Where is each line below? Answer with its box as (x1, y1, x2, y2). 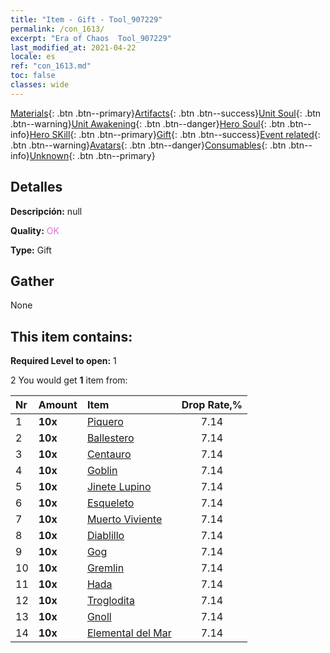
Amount (38, 398, 78, 412)
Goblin (86, 464, 118, 478)
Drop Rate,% (181, 398, 243, 412)
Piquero (86, 415, 124, 429)
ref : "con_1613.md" (10, 61, 92, 71)
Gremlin (86, 561, 125, 575)
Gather (10, 272, 55, 290)
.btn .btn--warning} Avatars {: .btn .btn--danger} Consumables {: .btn (10, 139, 287, 151)
